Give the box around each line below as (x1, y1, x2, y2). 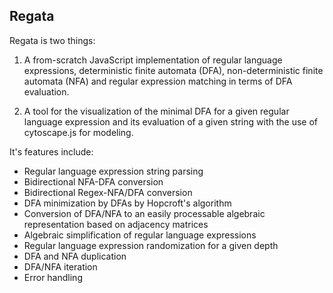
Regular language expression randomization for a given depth (23, 239, 279, 251)
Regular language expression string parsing (23, 165, 204, 177)
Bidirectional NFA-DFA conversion (23, 175, 164, 188)
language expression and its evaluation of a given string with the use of (23, 115, 318, 128)
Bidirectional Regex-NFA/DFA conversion (23, 186, 193, 198)
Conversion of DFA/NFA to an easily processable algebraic (23, 207, 266, 219)
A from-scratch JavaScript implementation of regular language (23, 54, 283, 66)
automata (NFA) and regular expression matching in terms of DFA (23, 75, 293, 87)
